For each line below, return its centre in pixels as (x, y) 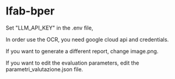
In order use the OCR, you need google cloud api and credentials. (87, 39)
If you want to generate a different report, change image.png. (82, 51)
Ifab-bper (30, 11)
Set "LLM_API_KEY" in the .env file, (49, 28)
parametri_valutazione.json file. (45, 69)
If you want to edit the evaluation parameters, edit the (73, 63)
